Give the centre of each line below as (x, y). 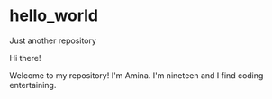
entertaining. (33, 85)
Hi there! (25, 58)
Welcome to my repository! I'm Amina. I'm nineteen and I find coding (136, 75)
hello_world (54, 16)
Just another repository (53, 40)
